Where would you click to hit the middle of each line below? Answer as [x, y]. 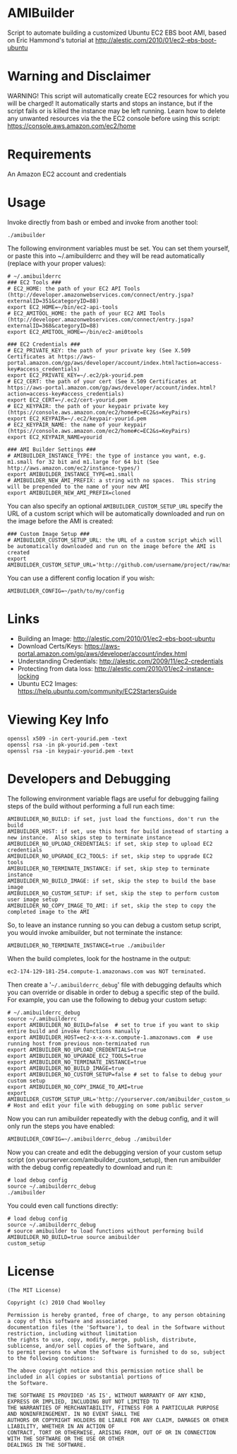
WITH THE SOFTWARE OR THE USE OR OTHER [66, 1438]
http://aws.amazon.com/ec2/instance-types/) [74, 468]
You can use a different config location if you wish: [81, 578]
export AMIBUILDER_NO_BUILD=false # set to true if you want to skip [113, 1025]
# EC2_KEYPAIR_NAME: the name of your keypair [77, 425]
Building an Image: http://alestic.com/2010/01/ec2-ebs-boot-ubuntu [116, 639]
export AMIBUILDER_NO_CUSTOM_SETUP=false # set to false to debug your [115, 1074]
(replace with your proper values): [57, 263]
